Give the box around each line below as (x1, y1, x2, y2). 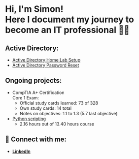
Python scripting (12, 116, 46, 122)
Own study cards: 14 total (19, 105, 72, 111)
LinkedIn (12, 148, 31, 154)
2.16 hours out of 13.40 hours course (19, 121, 95, 127)
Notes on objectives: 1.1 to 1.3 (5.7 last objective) (19, 110, 118, 116)
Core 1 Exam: (12, 95, 39, 100)
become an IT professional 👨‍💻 (5, 25, 130, 35)
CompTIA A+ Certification (12, 90, 65, 95)
